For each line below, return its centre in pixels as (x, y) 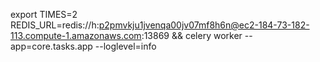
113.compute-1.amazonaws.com (76, 35)
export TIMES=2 (44, 14)
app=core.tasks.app (51, 46)
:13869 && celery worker (192, 35)
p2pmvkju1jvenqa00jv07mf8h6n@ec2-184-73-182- (204, 25)
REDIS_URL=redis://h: (55, 25)
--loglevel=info (125, 46)
